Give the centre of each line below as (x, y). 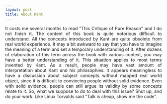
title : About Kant (24, 14)
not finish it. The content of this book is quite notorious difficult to (83, 34)
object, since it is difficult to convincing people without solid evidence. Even (83, 81)
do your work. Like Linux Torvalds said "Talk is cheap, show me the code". (81, 96)
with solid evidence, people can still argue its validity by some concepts (83, 86)
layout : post (19, 10)
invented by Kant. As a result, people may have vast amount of (83, 65)
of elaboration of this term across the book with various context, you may (83, 54)
